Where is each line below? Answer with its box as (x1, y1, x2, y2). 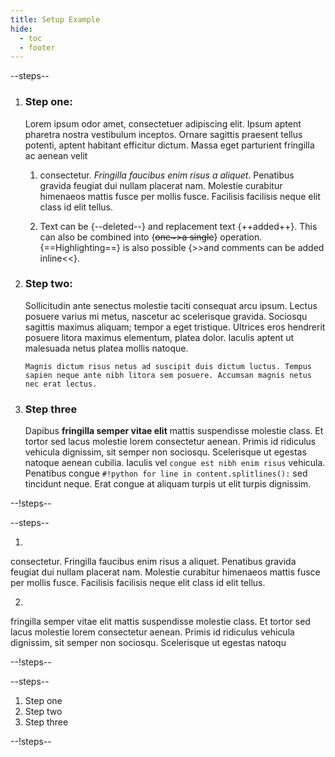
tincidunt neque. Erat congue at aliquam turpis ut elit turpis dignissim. (24, 478, 312, 490)
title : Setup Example (10, 14, 101, 25)
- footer (19, 42, 56, 53)
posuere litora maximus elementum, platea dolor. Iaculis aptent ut (24, 331, 295, 343)
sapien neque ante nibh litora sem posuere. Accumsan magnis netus (24, 370, 312, 380)
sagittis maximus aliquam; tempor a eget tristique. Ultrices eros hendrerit (24, 321, 326, 333)
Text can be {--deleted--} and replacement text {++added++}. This (39, 220, 318, 232)
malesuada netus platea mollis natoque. (24, 342, 189, 354)
